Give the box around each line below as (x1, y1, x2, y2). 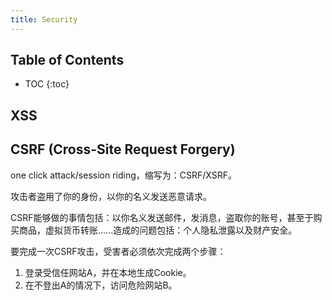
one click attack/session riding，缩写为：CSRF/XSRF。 (10, 169, 237, 181)
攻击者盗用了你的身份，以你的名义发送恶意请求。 (10, 190, 212, 202)
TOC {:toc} (24, 78, 70, 90)
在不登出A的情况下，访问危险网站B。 (24, 279, 178, 291)
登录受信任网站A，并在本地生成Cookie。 (24, 266, 192, 278)
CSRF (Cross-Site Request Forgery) (10, 141, 236, 158)
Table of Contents (10, 52, 125, 69)
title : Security (10, 14, 78, 25)
